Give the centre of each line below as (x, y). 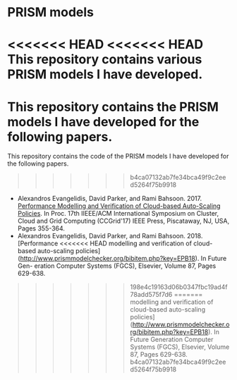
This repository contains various (105, 60)
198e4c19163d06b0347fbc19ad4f (179, 287)
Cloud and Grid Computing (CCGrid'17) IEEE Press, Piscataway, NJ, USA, (123, 221)
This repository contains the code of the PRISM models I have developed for (118, 157)
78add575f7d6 (151, 295)
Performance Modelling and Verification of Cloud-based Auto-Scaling (119, 206)
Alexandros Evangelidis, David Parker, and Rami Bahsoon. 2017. (110, 199)
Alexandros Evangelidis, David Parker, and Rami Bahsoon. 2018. (110, 236)
